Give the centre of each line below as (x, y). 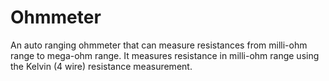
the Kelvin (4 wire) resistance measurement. (101, 66)
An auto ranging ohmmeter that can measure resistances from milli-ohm (159, 45)
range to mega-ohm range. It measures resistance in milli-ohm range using (165, 55)
